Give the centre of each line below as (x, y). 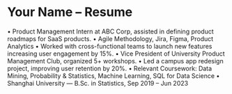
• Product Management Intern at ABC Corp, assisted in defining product (110, 31)
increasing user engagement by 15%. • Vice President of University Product (116, 54)
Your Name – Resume (70, 12)
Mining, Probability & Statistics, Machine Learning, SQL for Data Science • (114, 76)
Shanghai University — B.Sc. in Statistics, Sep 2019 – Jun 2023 (98, 83)
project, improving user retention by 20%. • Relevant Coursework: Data (110, 68)
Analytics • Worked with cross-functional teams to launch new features (110, 46)
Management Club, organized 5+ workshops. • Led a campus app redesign (116, 61)
